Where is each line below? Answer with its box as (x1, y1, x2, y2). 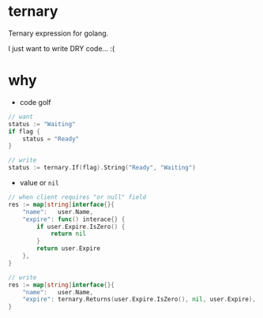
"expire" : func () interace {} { (22, 215, 126, 223)
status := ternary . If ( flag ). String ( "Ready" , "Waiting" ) (8, 164, 196, 172)
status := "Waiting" (8, 120, 77, 128)
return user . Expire (36, 245, 101, 253)
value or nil (19, 178, 59, 187)
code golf (19, 97, 51, 107)
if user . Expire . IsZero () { (36, 223, 126, 230)
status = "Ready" (22, 135, 80, 143)
